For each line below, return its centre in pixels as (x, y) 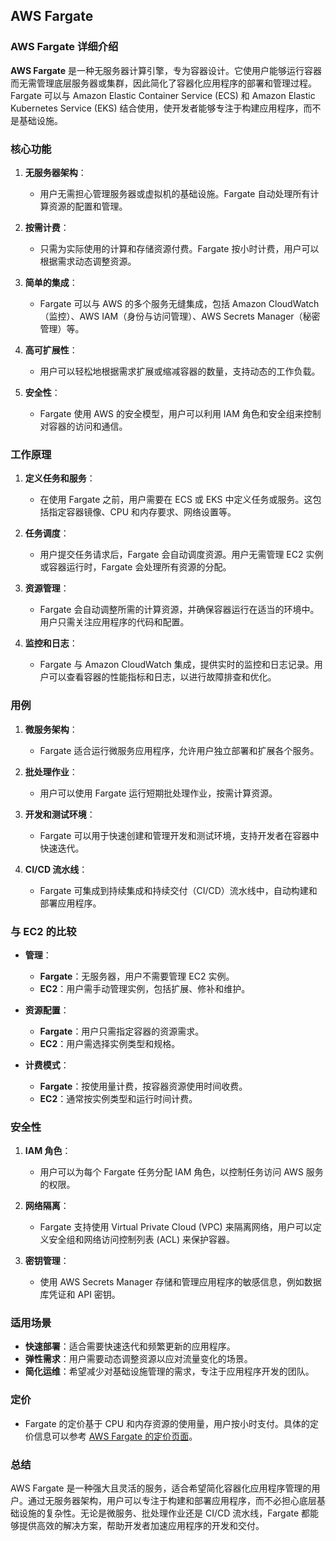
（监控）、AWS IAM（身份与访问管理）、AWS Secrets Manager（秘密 (180, 316)
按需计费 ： (47, 227)
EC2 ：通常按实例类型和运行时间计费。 (118, 1098)
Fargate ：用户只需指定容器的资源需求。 (122, 1031)
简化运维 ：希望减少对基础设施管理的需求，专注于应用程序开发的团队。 (169, 1371)
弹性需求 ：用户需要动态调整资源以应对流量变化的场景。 (138, 1359)
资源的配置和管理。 (88, 206)
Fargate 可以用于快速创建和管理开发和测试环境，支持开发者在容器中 (179, 835)
